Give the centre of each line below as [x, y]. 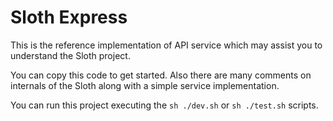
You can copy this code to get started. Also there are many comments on [161, 75]
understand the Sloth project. [70, 55]
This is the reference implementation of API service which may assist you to [166, 45]
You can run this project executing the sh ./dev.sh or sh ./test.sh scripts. [164, 105]
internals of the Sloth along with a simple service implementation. [145, 85]
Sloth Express [69, 17]
